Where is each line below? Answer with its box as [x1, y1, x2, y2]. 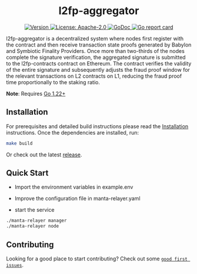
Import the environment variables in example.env [14, 183, 133, 191]
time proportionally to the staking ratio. [6, 78, 100, 86]
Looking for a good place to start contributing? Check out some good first [6, 255, 188, 262]
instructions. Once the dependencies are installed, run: [6, 129, 139, 136]
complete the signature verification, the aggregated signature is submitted [6, 54, 186, 61]
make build [6, 140, 33, 146]
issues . [6, 262, 24, 268]
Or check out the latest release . [6, 151, 82, 158]
